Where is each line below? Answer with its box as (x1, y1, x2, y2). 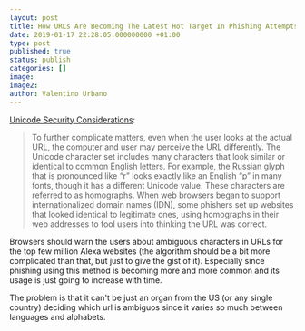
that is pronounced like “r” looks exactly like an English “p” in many (31, 170, 283, 181)
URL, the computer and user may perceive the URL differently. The (31, 141, 281, 152)
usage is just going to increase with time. (9, 274, 162, 286)
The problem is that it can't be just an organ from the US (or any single (9, 292, 273, 303)
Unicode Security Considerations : (9, 114, 136, 125)
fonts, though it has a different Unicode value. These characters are (31, 180, 286, 190)
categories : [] (9, 64, 67, 73)
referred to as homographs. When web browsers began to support (31, 190, 281, 200)
